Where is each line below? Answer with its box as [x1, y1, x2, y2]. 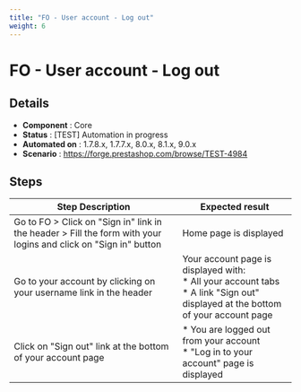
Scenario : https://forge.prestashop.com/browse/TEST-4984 [21, 148, 248, 159]
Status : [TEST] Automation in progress [21, 129, 168, 140]
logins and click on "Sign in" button [13, 239, 162, 251]
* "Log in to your [182, 346, 254, 359]
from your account [182, 335, 261, 347]
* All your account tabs [182, 275, 280, 288]
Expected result [200, 201, 270, 213]
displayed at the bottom [182, 298, 282, 310]
